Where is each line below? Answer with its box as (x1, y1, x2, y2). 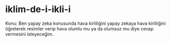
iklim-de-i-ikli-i (5, 4, 71, 15)
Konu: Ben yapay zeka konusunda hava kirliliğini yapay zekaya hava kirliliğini (5, 20, 166, 26)
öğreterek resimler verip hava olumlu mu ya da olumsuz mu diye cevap (5, 25, 154, 31)
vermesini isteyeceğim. (5, 31, 54, 37)
